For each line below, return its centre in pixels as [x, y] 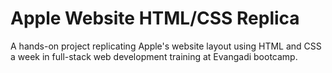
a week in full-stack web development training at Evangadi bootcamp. [154, 56]
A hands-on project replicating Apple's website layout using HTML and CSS [166, 46]
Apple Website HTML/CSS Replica [155, 18]
